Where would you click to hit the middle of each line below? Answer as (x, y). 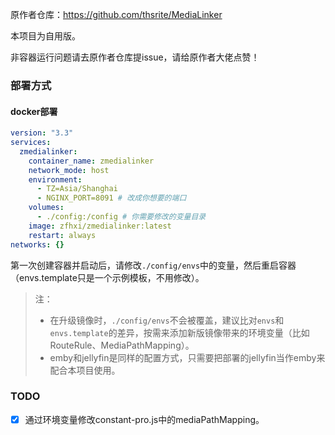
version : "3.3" (42, 133)
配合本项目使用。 (85, 370)
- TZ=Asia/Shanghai (77, 189)
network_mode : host (69, 170)
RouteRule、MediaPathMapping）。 (122, 345)
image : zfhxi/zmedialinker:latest (100, 226)
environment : (55, 179)
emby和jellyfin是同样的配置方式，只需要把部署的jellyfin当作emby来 (187, 357)
